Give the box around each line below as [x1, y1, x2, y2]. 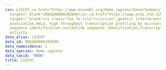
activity [9, 30, 28, 35]
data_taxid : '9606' [5, 53, 45, 58]
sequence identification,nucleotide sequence [9, 26, 105, 31]
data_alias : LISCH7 [5, 35, 45, 40]
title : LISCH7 [5, 58, 35, 63]
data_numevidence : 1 [5, 44, 48, 49]
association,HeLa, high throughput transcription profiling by [9, 21, 142, 26]
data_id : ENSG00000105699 [5, 39, 58, 44]
